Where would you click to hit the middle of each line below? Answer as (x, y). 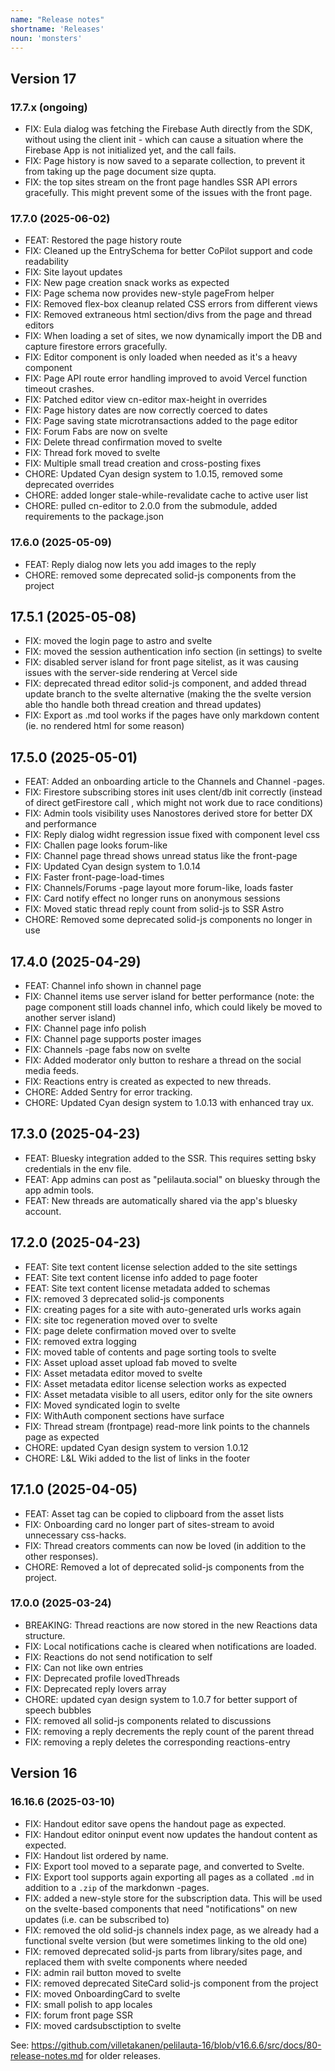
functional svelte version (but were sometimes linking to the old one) (166, 1940)
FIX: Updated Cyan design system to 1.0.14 (112, 867)
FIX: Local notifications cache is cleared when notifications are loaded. (170, 1646)
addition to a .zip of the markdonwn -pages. (117, 1887)
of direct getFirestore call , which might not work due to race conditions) (174, 803)
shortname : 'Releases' (57, 29)
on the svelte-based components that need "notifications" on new (161, 1908)
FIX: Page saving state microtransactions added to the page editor (161, 421)
